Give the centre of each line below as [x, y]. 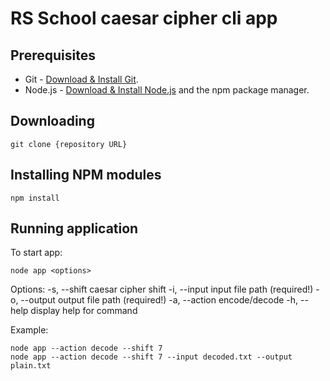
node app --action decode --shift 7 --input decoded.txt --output [151, 357]
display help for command [84, 311]
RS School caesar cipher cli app [144, 18]
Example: [29, 330]
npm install [35, 198]
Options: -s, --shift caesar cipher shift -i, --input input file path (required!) [162, 289]
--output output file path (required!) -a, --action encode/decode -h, [159, 300]
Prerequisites [53, 55]
